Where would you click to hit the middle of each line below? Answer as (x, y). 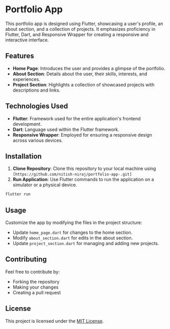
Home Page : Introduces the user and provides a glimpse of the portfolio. (89, 68)
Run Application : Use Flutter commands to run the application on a (83, 180)
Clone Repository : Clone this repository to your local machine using (84, 169)
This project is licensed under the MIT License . (55, 321)
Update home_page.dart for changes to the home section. (72, 233)
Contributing (26, 259)
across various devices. (38, 140)
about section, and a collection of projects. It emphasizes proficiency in (80, 29)
